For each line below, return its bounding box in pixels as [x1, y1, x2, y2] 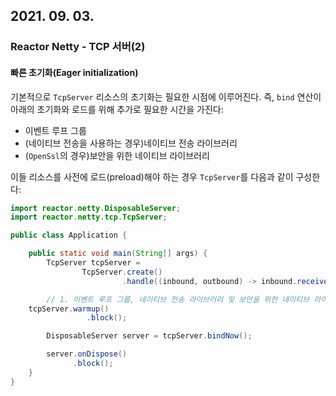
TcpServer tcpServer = [46, 258, 141, 268]
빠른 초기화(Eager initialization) [10, 66, 139, 78]
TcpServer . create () [81, 267, 163, 277]
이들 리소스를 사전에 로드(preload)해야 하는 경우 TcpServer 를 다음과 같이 [10, 170, 294, 183]
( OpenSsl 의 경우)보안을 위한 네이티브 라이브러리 [24, 149, 210, 161]
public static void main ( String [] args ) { [28, 249, 208, 259]
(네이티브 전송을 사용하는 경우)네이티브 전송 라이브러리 [24, 137, 238, 149]
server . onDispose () [46, 349, 128, 359]
